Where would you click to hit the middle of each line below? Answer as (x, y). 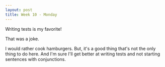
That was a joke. (22, 39)
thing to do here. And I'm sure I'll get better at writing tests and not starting (83, 54)
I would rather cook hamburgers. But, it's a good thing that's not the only (80, 48)
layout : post (19, 10)
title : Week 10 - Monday (31, 15)
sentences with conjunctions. (36, 59)
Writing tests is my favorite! (33, 29)
